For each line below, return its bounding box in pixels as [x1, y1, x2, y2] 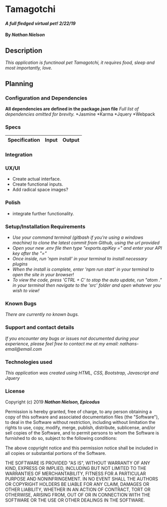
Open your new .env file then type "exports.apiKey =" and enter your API [12, 245, 162, 251]
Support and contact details [5, 324, 74, 331]
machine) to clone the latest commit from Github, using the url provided [12, 239, 160, 246]
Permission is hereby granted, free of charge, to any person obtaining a [5, 409, 152, 415]
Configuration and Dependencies [5, 94, 88, 101]
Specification [7, 137, 40, 144]
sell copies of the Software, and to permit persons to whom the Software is [5, 430, 160, 436]
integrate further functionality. [12, 210, 74, 216]
